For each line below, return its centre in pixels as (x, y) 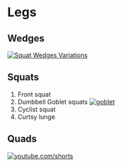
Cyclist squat (36, 109)
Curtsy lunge (36, 116)
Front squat (34, 94)
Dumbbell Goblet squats (53, 101)
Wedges (26, 38)
